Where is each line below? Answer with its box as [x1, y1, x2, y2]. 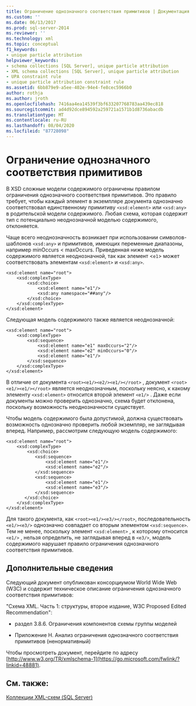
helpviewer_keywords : [6, 57, 59, 63]
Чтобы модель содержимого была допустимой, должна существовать [6, 415, 183, 422]
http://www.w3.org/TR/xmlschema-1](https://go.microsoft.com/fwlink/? [8, 655, 180, 662]
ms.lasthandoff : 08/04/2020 [6, 123, 75, 129]
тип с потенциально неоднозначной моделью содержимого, [6, 216, 158, 223]
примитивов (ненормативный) [14, 638, 91, 645]
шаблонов [6, 240, 32, 247]
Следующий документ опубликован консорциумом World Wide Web [6, 578, 177, 586]
